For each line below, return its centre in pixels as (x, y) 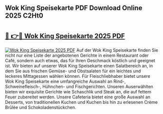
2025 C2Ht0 (24, 16)
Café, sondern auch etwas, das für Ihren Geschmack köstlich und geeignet (80, 60)
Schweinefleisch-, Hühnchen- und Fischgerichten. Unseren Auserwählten (79, 87)
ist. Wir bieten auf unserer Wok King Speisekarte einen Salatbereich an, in (79, 66)
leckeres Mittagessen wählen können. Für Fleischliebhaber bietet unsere (78, 76)
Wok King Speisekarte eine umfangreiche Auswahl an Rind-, (65, 81)
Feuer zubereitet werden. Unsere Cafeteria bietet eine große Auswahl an (78, 97)
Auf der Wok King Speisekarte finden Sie (117, 50)
